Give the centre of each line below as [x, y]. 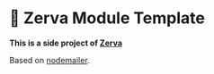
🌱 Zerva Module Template [107, 18]
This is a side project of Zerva [66, 43]
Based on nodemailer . [49, 60]
